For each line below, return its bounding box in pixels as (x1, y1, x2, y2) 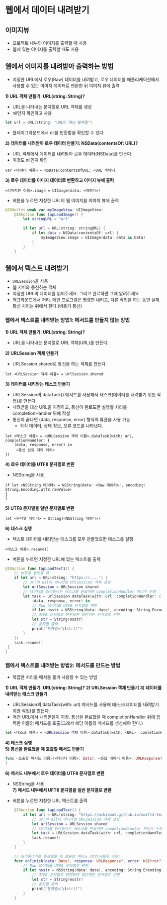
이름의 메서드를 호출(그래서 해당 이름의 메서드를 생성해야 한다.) (21, 720, 143, 726)
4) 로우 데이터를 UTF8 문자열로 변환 (5, 461, 75, 467)
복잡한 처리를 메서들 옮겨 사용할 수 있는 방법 (12, 674, 98, 680)
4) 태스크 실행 (5, 740, 32, 746)
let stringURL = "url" (23, 217, 70, 222)
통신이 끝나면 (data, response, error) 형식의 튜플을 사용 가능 (12, 416, 131, 422)
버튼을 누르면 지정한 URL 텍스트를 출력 (12, 797, 88, 804)
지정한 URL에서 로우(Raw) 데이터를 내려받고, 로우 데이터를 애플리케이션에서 (12, 76, 159, 82)
